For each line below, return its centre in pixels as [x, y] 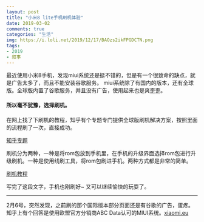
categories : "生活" [30, 35]
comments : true [25, 29]
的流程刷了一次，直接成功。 [41, 127]
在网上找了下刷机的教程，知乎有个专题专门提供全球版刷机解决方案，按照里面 [102, 119]
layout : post [23, 12]
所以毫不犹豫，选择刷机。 [38, 105]
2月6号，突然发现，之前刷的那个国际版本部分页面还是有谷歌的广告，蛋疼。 [100, 205]
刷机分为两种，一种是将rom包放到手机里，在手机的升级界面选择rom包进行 [99, 153]
